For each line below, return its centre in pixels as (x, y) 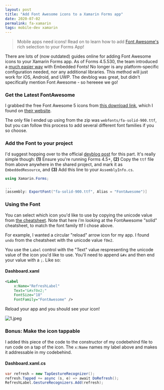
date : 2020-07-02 (23, 19)
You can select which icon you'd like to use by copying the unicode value (79, 215)
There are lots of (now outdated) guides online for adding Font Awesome (78, 56)
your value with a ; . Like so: (33, 260)
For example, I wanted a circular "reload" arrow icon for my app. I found (77, 235)
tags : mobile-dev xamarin (31, 28)
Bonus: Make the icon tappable (43, 331)
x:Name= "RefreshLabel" (37, 286)
